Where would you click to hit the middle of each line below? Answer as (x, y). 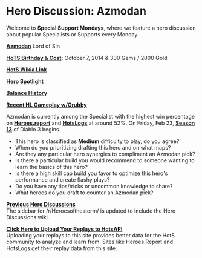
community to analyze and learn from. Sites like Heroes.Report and (90, 242)
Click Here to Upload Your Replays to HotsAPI (64, 229)
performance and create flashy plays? (62, 179)
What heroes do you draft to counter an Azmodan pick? (84, 193)
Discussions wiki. (28, 217)
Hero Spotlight (25, 81)
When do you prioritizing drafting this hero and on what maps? (93, 147)
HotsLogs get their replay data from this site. (62, 248)
